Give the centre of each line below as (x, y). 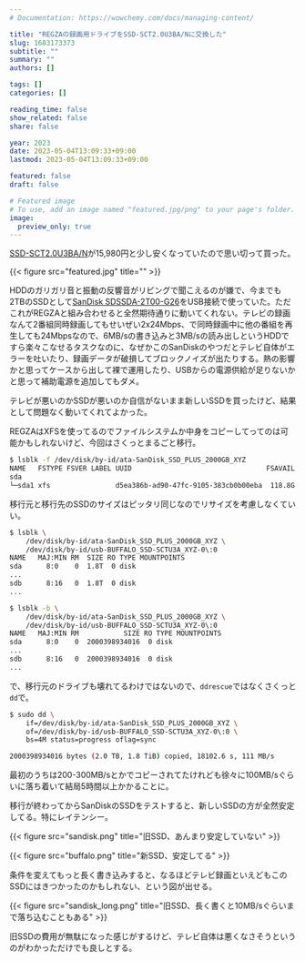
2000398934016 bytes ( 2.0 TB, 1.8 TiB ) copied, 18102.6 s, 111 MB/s (142, 756)
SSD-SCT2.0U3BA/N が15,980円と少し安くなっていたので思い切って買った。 (152, 253)
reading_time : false (49, 109)
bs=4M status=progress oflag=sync (91, 740)
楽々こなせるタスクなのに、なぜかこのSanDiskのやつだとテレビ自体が (156, 348)
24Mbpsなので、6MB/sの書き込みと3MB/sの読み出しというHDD (161, 336)
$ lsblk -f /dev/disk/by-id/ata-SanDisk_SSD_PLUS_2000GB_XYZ (128, 460)
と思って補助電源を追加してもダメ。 (76, 381)
